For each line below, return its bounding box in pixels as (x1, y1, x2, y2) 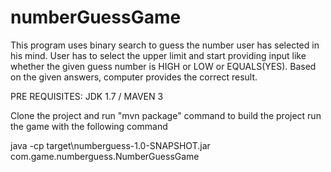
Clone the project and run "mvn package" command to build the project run (10, 109, 322, 121)
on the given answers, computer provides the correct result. (10, 71, 258, 83)
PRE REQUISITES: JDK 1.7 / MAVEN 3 (10, 90, 164, 102)
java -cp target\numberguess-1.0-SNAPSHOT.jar (10, 139, 211, 151)
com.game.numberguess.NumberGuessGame (10, 150, 200, 162)
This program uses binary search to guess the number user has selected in (10, 39, 320, 51)
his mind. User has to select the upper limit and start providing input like (10, 49, 307, 61)
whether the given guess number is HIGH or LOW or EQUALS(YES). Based (10, 60, 317, 72)
